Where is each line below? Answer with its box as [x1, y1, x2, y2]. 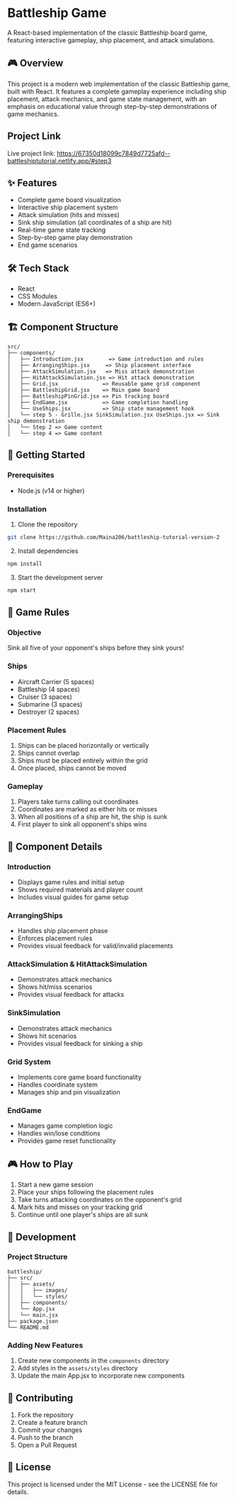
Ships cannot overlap [17, 749, 80, 757]
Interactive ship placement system [17, 203, 118, 212]
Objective [7, 628, 42, 637]
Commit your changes [17, 1426, 83, 1434]
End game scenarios [17, 241, 78, 249]
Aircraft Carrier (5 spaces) [17, 677, 95, 686]
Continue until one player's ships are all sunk [17, 1211, 149, 1219]
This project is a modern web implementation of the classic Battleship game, [7, 79, 231, 88]
